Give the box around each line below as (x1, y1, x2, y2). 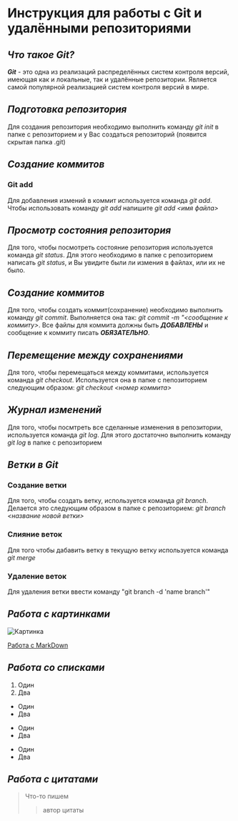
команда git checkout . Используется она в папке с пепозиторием (7, 375, 207, 384)
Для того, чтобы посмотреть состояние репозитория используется (7, 243, 213, 252)
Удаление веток (7, 571, 66, 581)
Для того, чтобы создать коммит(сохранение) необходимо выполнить (7, 306, 223, 314)
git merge (7, 553, 36, 562)
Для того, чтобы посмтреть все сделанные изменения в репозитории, (7, 423, 223, 432)
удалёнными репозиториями (7, 20, 192, 36)
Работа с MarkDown (7, 641, 69, 650)
